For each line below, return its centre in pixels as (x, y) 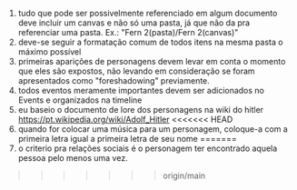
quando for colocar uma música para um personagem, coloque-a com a (153, 129)
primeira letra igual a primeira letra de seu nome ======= (128, 139)
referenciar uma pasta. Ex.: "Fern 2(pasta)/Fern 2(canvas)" (128, 32)
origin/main (184, 175)
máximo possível (49, 52)
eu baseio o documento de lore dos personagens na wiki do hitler (141, 110)
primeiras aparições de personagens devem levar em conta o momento (152, 61)
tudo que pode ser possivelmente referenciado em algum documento (148, 13)
